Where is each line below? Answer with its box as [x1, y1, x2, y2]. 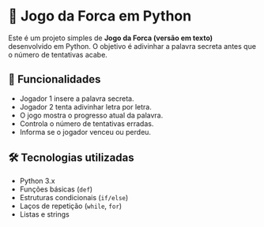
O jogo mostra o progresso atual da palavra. [19, 110, 164, 120]
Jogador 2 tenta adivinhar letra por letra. [19, 102, 152, 111]
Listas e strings [19, 209, 70, 219]
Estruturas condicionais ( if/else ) [19, 192, 129, 202]
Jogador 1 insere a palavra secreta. [19, 94, 134, 103]
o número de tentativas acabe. [8, 50, 108, 59]
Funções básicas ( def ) [19, 184, 93, 194]
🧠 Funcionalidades [8, 73, 101, 86]
